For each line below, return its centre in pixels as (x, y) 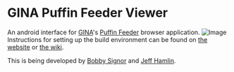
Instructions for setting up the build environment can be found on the (107, 39)
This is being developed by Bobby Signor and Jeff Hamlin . (92, 60)
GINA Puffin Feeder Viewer (87, 13)
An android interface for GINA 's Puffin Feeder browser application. (104, 32)
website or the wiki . (36, 47)
